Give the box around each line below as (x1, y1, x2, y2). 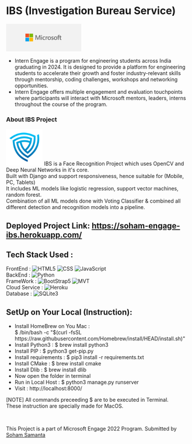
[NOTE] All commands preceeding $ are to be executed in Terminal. (6, 397, 169, 404)
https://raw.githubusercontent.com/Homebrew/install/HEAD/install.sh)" (14, 335, 186, 342)
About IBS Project (6, 115, 57, 124)
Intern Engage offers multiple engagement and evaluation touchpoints (14, 88, 183, 95)
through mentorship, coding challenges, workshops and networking (14, 76, 178, 83)
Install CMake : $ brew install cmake (14, 360, 102, 367)
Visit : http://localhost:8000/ (14, 385, 83, 392)
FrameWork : (6, 278, 37, 285)
